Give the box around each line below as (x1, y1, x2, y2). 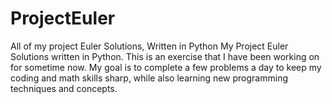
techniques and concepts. (10, 82, 118, 94)
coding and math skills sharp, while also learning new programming (10, 72, 289, 84)
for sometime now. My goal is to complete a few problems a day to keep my (10, 61, 322, 73)
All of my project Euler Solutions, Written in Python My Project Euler (10, 40, 289, 52)
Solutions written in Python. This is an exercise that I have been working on (10, 50, 320, 62)
